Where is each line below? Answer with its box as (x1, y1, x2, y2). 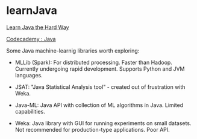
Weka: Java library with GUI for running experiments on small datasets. (14, 119, 192, 127)
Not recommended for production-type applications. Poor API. (14, 126, 170, 133)
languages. (14, 71, 43, 79)
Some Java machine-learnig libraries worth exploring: (6, 47, 140, 54)
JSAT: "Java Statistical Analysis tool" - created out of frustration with (14, 83, 186, 91)
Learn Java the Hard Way (6, 24, 69, 31)
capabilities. (14, 108, 45, 115)
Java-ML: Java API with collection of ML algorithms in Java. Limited (14, 101, 184, 109)
